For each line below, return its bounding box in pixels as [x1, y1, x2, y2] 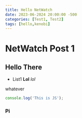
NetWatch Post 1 [5, 43, 75, 54]
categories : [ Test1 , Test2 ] [5, 17, 64, 22]
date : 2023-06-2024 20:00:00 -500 [5, 12, 77, 17]
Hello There [5, 63, 42, 71]
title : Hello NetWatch [5, 7, 52, 13]
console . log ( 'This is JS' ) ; [5, 96, 64, 101]
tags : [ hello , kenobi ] [5, 21, 50, 27]
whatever [5, 86, 24, 92]
